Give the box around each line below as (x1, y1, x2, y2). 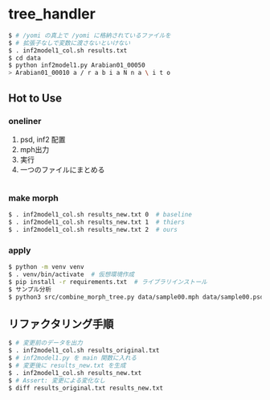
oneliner (8, 115, 42, 126)
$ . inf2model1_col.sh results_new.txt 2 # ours (8, 225, 178, 233)
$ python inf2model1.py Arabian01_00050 (8, 61, 146, 69)
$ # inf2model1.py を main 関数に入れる (8, 354, 137, 362)
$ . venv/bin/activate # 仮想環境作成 (8, 270, 135, 278)
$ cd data (8, 54, 42, 62)
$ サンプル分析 (8, 285, 52, 294)
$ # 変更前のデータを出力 (8, 339, 83, 347)
